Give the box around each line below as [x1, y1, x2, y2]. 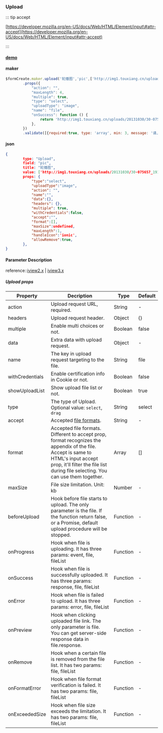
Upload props [5, 279, 33, 285]
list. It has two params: [50, 662, 102, 669]
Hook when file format [50, 676, 102, 683]
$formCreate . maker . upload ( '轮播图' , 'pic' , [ [5, 77, 92, 81]
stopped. [50, 532, 71, 539]
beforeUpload [8, 513, 40, 520]
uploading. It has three [50, 545, 102, 552]
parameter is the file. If [50, 508, 102, 514]
